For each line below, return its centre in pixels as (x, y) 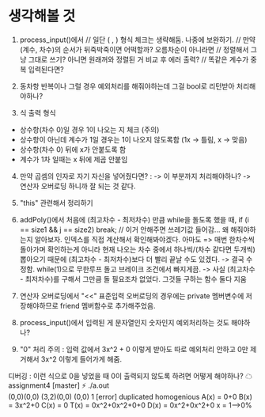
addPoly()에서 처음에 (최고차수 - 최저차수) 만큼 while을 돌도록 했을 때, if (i (134, 219)
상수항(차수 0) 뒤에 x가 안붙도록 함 (73, 149)
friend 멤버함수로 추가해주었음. (108, 305)
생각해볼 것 (42, 16)
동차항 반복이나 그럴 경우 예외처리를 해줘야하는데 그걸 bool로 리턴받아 (127, 86)
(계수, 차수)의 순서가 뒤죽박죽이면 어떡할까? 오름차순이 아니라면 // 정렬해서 (134, 49)
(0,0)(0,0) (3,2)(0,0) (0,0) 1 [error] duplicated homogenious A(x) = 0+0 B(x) (131, 396)
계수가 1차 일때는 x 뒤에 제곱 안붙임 (74, 159)
